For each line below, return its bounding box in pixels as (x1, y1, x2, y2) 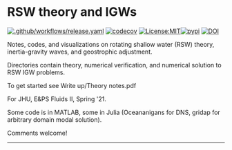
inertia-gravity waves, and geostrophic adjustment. (7, 47, 153, 56)
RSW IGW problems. (7, 68, 66, 76)
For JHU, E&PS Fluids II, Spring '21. (7, 94, 107, 103)
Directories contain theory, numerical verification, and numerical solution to (7, 61, 222, 69)
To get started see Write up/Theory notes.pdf (7, 81, 137, 89)
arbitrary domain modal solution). (7, 115, 102, 124)
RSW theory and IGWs (7, 4, 137, 20)
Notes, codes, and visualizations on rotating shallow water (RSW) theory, (7, 40, 215, 48)
